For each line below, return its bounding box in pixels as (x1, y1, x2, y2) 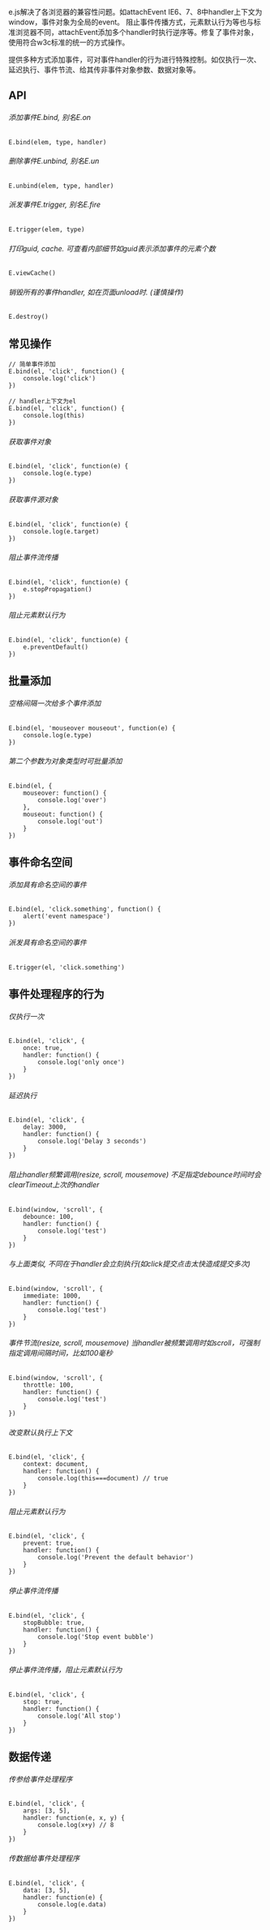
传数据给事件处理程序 (8, 1854, 79, 1864)
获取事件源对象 (8, 495, 58, 504)
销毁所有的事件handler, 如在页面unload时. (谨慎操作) (8, 287, 184, 297)
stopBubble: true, (23, 1619, 85, 1627)
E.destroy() (8, 313, 49, 321)
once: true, (23, 1044, 63, 1053)
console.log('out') (37, 817, 104, 826)
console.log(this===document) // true (37, 1474, 169, 1482)
